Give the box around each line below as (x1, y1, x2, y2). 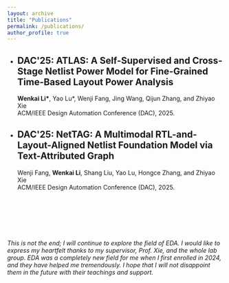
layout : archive (7, 10, 54, 17)
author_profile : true (7, 29, 69, 36)
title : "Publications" (7, 16, 72, 23)
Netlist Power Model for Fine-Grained (45, 65, 208, 77)
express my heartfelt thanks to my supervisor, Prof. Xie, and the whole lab (7, 246, 218, 254)
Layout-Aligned (17, 139, 86, 151)
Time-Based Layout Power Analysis (17, 76, 174, 88)
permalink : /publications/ (7, 23, 85, 30)
